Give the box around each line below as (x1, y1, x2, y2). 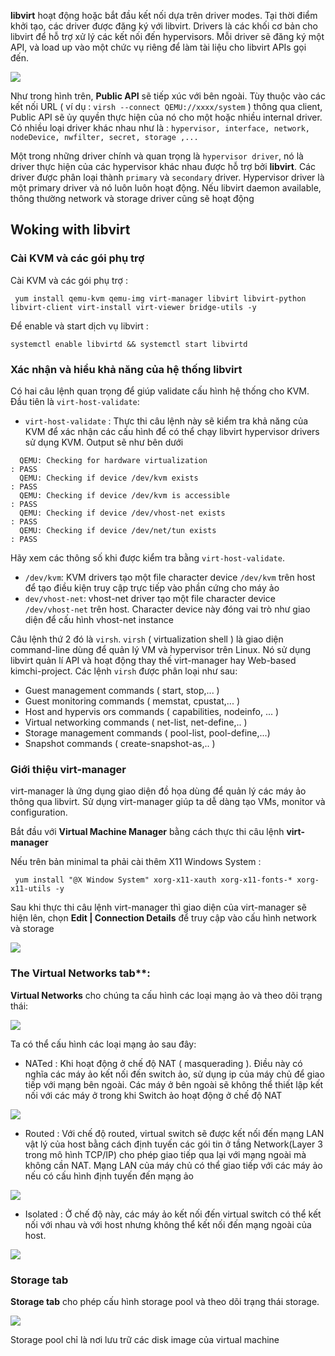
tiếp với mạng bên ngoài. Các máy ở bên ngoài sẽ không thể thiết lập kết (24, 1078, 324, 1090)
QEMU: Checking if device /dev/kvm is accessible (19, 490, 230, 500)
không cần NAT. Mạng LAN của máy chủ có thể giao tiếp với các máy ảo (24, 1159, 323, 1171)
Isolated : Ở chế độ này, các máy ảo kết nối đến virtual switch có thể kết (24, 1208, 322, 1220)
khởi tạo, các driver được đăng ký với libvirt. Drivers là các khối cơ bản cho (10, 20, 319, 32)
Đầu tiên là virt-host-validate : (10, 395, 140, 407)
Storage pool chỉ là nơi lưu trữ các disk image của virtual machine (10, 1333, 280, 1345)
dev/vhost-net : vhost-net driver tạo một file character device (24, 592, 276, 604)
